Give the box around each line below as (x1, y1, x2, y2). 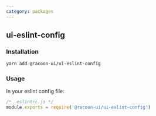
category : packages (6, 8, 54, 15)
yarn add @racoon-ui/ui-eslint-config (6, 61, 101, 67)
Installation (6, 47, 39, 55)
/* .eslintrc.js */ (6, 99, 54, 105)
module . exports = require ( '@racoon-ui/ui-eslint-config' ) (6, 104, 151, 111)
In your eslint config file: (6, 88, 65, 95)
